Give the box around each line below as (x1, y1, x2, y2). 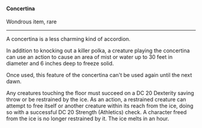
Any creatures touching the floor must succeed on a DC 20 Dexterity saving (6, 90, 194, 97)
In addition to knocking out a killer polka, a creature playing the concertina (6, 47, 191, 54)
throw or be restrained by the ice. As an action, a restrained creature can (6, 96, 186, 103)
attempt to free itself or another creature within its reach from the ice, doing (6, 102, 194, 109)
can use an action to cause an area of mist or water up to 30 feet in (6, 53, 173, 61)
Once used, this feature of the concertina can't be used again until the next (6, 72, 192, 79)
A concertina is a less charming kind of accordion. (6, 35, 131, 43)
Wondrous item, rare (6, 18, 57, 25)
